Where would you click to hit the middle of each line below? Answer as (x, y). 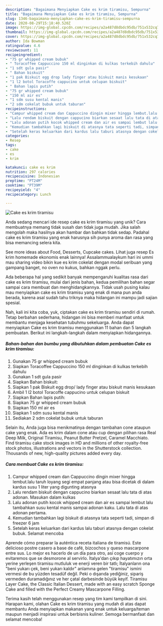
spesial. (13, 303)
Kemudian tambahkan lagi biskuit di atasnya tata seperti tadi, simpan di (83, 518)
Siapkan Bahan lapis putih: (39, 397)
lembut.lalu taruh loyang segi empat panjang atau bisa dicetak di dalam (83, 482)
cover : (12, 37)
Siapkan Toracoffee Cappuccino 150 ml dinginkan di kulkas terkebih (80, 366)
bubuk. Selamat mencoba (38, 533)
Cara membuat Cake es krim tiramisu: (45, 464)
